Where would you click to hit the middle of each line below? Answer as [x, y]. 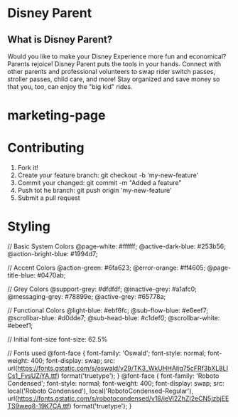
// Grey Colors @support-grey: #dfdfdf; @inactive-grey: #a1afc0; [102, 289]
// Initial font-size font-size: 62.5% [58, 339]
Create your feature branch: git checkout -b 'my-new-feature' [108, 175]
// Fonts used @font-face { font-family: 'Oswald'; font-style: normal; [107, 353]
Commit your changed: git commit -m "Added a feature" [99, 183]
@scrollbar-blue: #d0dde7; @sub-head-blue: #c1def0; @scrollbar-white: [114, 318]
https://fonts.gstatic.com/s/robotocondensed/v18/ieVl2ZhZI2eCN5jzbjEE [123, 398]
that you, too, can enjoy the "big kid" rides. [70, 86]
